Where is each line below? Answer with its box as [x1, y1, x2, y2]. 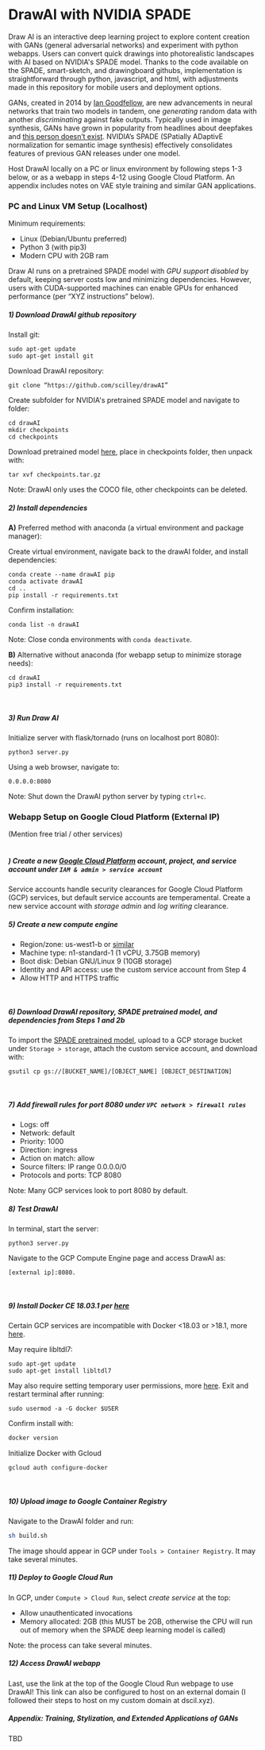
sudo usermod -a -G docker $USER [8, 1404, 119, 1413]
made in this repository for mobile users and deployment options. [8, 82, 222, 92]
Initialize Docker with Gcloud [8, 1448, 102, 1458]
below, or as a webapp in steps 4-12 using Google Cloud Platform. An [8, 172, 236, 182]
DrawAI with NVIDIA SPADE [8, 6, 192, 24]
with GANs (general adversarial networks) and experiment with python [8, 40, 239, 49]
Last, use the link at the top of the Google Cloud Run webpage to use [8, 1679, 234, 1688]
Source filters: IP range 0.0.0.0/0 [19, 1162, 127, 1172]
